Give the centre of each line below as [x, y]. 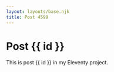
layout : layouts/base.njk [38, 12]
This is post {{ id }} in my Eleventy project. [57, 63]
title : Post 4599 [27, 17]
